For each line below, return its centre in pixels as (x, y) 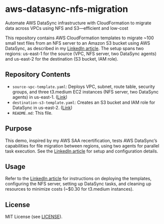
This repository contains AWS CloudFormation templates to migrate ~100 (80, 38)
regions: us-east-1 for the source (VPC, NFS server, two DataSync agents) (81, 54)
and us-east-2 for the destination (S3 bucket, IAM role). (62, 59)
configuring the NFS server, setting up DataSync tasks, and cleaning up (78, 184)
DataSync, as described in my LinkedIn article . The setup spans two (75, 48)
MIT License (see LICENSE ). (34, 217)
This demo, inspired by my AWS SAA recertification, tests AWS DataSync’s (81, 141)
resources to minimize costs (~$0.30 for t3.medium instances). (69, 189)
